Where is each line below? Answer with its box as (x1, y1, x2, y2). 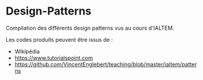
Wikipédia (14, 47, 40, 55)
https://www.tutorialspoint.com (14, 54, 93, 61)
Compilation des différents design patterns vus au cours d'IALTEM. (6, 24, 175, 32)
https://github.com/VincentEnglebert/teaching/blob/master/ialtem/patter (14, 61, 197, 68)
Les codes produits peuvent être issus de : (6, 36, 113, 43)
